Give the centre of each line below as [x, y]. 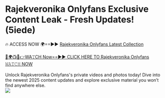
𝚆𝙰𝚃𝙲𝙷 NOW [19, 64]
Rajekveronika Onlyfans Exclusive [77, 9]
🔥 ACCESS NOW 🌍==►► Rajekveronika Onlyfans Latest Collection [75, 44]
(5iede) [20, 30]
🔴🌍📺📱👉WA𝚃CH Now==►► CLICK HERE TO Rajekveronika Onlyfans [77, 57]
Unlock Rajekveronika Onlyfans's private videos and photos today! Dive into [83, 75]
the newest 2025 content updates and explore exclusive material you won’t [82, 80]
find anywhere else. [25, 85]
